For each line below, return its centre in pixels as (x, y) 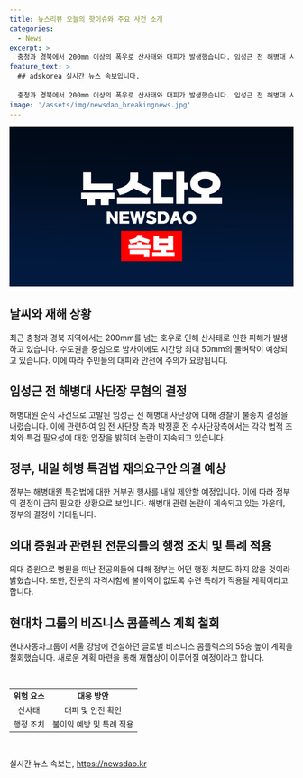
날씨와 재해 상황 (50, 315)
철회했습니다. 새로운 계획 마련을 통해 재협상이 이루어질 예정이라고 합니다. (137, 658)
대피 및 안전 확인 (93, 710)
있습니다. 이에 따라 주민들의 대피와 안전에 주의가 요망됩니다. (123, 360)
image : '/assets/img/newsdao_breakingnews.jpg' (101, 105)
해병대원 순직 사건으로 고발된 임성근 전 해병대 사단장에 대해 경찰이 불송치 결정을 (149, 414)
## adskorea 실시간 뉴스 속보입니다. (79, 77)
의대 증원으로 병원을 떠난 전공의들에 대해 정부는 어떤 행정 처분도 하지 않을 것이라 (150, 570)
